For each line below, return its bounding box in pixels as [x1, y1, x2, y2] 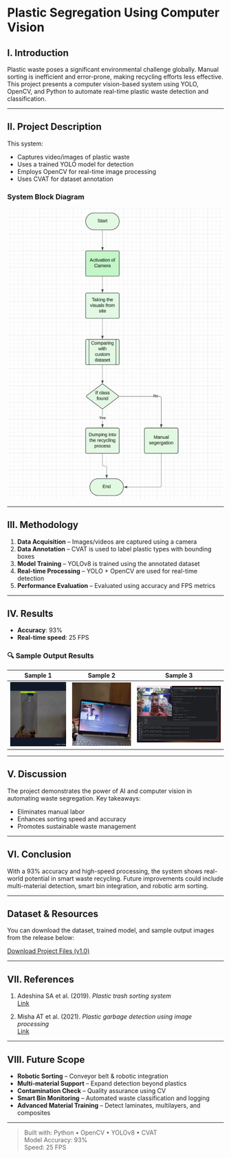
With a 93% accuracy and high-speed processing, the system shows [7, 867, 203, 875]
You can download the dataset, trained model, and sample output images [7, 926, 214, 934]
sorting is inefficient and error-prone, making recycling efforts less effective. [7, 72, 223, 81]
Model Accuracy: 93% [23, 1135, 88, 1144]
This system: [7, 139, 43, 148]
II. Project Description [7, 121, 102, 133]
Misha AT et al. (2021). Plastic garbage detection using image [16, 1012, 192, 1021]
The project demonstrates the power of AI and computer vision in [7, 787, 192, 795]
